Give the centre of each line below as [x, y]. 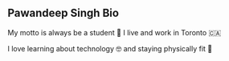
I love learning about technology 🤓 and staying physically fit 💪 [110, 48]
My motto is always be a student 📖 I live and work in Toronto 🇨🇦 [115, 32]
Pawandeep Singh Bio [63, 13]
